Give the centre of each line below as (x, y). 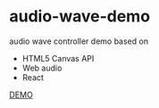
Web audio (42, 68)
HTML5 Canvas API (58, 58)
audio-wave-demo (79, 17)
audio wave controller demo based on (79, 41)
